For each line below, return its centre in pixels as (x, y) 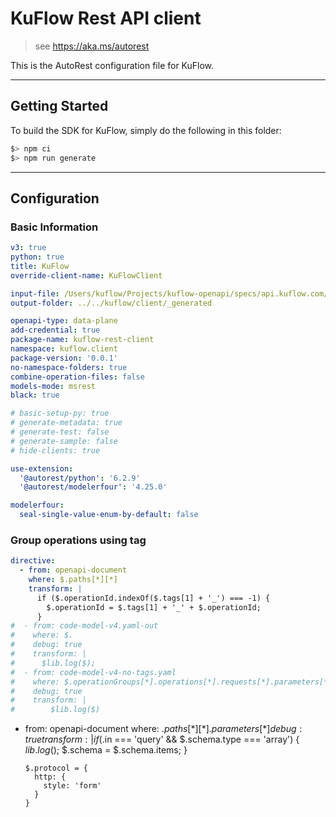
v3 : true (28, 248)
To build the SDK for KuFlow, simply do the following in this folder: (146, 130)
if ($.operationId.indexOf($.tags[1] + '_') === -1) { (153, 598)
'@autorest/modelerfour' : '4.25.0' (93, 487)
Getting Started (59, 106)
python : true (37, 257)
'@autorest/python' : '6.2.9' (80, 478)
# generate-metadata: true (66, 423)
